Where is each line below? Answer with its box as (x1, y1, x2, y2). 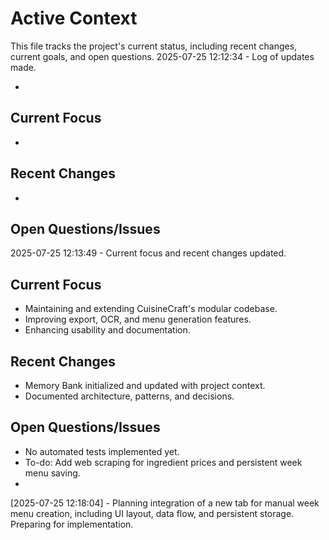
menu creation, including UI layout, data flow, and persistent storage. (10, 507, 295, 519)
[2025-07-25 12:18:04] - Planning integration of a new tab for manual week (10, 497, 320, 509)
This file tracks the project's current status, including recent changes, (10, 40, 298, 52)
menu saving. (24, 467, 81, 479)
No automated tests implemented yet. (24, 445, 180, 457)
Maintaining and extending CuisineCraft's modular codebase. (24, 303, 278, 315)
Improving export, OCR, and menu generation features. (24, 313, 252, 326)
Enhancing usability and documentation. (24, 324, 191, 336)
